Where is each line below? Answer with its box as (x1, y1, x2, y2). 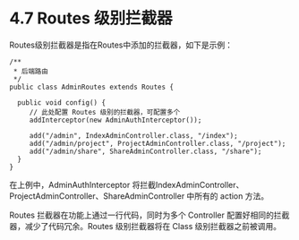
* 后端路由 (13, 66, 49, 76)
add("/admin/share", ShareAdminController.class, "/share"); (29, 147, 262, 156)
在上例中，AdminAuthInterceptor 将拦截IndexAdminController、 (9, 179, 244, 190)
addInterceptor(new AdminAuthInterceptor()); (29, 116, 202, 124)
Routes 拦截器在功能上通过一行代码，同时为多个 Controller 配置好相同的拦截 (9, 210, 290, 220)
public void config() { (17, 98, 106, 107)
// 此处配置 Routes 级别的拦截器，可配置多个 (29, 107, 181, 116)
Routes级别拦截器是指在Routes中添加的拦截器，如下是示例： (9, 39, 233, 50)
